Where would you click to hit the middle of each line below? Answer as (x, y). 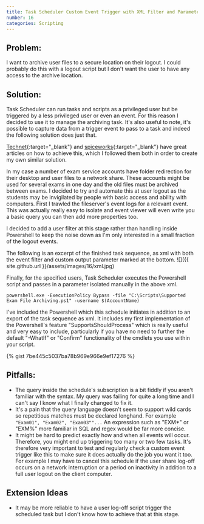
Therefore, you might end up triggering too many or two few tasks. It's (103, 441)
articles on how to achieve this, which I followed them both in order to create (102, 153)
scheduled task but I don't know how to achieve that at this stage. (97, 514)
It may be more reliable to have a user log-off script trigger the (93, 508)
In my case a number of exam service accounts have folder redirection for (99, 171)
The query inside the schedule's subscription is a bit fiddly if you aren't (104, 390)
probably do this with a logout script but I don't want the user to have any (98, 69)
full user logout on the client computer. (63, 474)
